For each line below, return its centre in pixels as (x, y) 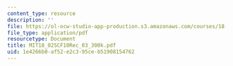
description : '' (31, 20)
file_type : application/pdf (48, 33)
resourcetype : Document (42, 39)
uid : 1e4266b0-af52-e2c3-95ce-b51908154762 (71, 52)
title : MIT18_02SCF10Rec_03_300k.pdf (62, 45)
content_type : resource (42, 13)
